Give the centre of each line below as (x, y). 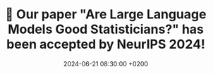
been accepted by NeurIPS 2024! (106, 44)
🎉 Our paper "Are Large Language (106, 14)
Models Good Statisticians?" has (106, 29)
